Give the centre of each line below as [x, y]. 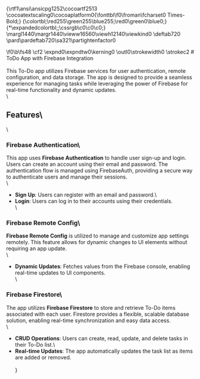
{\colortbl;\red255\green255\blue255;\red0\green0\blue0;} [95, 21]
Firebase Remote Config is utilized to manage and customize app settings [98, 236]
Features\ [24, 115]
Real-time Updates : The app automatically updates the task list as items [104, 351]
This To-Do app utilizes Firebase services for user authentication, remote [96, 71]
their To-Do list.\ [35, 344]
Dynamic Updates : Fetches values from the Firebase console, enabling [102, 266]
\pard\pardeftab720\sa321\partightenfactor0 [61, 40]
